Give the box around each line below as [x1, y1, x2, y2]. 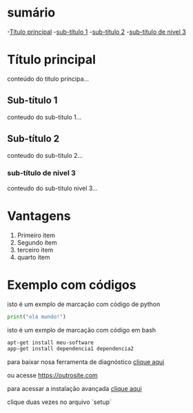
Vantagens [7, 208, 71, 223]
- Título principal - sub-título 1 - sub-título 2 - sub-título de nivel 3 [7, 28, 186, 36]
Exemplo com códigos [7, 277, 136, 292]
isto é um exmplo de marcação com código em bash [7, 325, 156, 334]
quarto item [17, 253, 50, 261]
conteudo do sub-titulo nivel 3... [7, 184, 98, 192]
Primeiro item [17, 231, 55, 239]
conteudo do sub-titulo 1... [7, 112, 82, 121]
